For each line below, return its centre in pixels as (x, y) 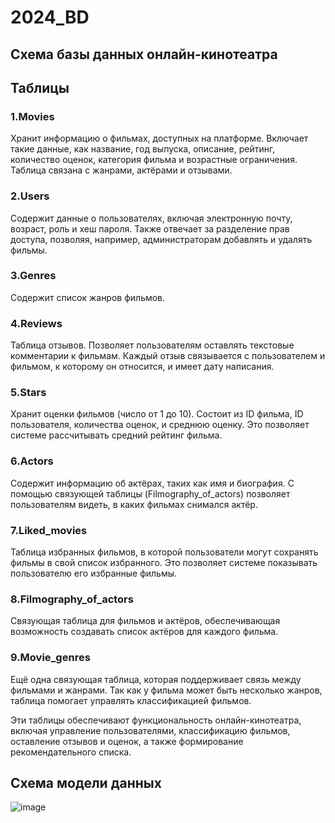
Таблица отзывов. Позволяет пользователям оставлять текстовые (152, 345)
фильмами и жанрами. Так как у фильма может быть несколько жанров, (166, 690)
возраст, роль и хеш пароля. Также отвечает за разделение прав (150, 228)
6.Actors (32, 461)
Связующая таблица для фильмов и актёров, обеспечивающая (145, 621)
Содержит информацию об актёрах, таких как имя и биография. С (152, 483)
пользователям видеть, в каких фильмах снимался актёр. (134, 504)
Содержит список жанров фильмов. (88, 297)
